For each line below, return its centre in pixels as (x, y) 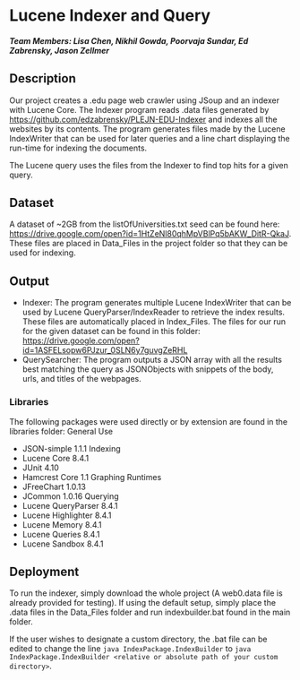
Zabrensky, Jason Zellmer (60, 50)
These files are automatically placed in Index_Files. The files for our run (154, 322)
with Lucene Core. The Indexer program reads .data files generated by (139, 109)
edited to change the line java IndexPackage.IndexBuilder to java (130, 649)
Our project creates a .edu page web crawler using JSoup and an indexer (145, 100)
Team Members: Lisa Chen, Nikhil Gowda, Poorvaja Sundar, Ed (129, 40)
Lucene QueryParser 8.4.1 (70, 505)
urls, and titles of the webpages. (81, 379)
